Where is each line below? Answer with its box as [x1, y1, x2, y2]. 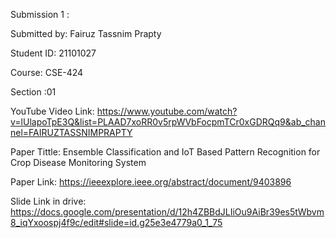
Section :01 [10, 86, 57, 98]
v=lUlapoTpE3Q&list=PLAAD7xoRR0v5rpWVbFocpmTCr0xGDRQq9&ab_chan [10, 116, 326, 128]
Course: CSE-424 [10, 67, 84, 78]
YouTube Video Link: [10, 105, 95, 117]
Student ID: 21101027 [10, 47, 97, 59]
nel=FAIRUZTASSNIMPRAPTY [10, 127, 133, 138]
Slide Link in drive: [10, 195, 87, 207]
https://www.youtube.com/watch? [96, 105, 238, 117]
